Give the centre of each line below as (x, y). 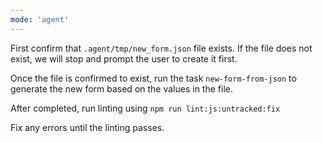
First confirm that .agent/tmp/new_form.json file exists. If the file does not (161, 48)
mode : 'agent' (40, 19)
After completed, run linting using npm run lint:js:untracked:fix (145, 108)
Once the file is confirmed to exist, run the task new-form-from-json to (153, 78)
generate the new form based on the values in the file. (121, 88)
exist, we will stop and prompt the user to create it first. (124, 58)
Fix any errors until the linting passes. (87, 127)
